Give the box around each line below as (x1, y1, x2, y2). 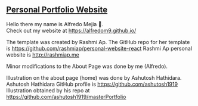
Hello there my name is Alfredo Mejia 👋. (6, 20, 103, 27)
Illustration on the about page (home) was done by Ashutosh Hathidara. (6, 74, 182, 81)
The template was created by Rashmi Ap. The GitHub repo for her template (6, 38, 190, 45)
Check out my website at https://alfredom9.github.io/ (6, 27, 137, 34)
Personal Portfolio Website (6, 5, 108, 15)
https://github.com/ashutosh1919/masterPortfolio (6, 93, 126, 100)
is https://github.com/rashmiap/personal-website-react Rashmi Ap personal (6, 45, 193, 52)
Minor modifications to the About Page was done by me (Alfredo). (6, 63, 168, 70)
